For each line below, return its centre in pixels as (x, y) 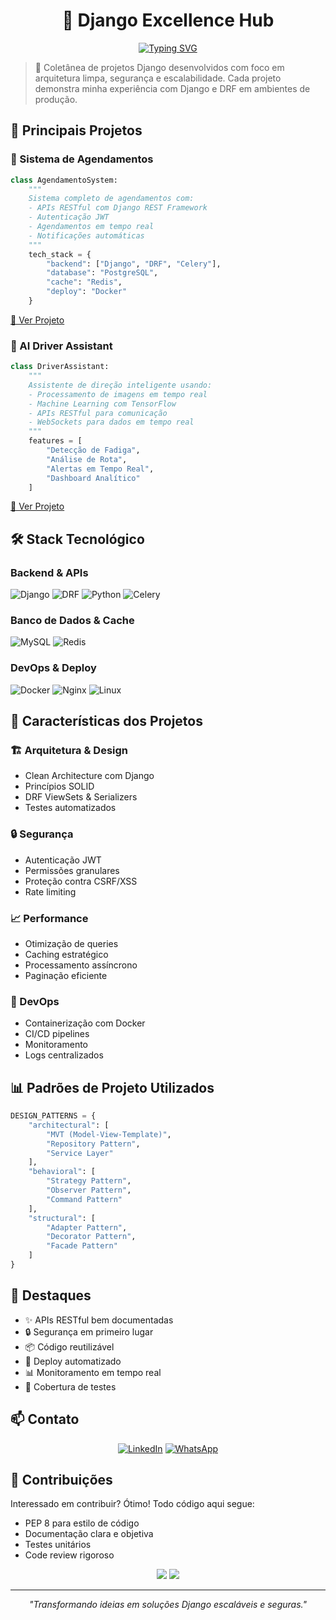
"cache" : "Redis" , (84, 282)
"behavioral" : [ (62, 1172)
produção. (56, 99)
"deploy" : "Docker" (87, 292)
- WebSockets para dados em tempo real (111, 422)
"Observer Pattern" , (89, 1190)
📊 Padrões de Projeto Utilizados (112, 1087)
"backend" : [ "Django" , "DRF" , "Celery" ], (134, 264)
